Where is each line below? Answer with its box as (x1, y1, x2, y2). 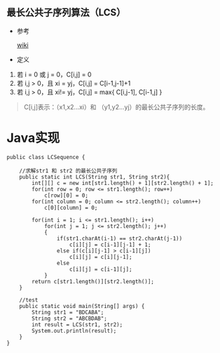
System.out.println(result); (32, 327, 117, 334)
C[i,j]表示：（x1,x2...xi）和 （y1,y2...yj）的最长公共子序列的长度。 (23, 103, 209, 111)
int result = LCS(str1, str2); (32, 321, 123, 328)
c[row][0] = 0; (43, 192, 89, 199)
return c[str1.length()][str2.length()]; (32, 278, 155, 285)
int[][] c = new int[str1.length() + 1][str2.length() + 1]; (32, 179, 214, 186)
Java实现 (6, 130, 60, 146)
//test (19, 296, 39, 304)
